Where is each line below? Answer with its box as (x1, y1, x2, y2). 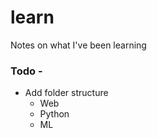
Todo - (10, 64, 43, 78)
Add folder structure (24, 87, 109, 99)
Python (39, 108, 70, 120)
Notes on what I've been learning (10, 39, 147, 51)
